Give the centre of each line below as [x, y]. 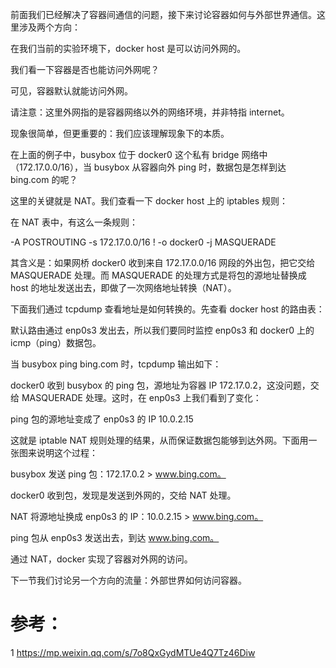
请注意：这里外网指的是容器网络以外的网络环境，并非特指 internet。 [150, 112]
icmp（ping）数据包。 [56, 342]
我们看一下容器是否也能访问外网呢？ [85, 69]
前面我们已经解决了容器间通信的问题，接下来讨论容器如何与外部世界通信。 [163, 14]
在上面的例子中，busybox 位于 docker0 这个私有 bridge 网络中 [139, 154]
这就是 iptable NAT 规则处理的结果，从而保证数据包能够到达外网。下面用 [159, 440]
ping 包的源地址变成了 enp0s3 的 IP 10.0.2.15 [102, 419]
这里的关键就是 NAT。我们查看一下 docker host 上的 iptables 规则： [149, 201]
